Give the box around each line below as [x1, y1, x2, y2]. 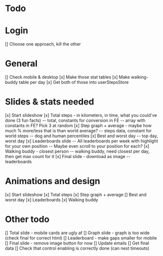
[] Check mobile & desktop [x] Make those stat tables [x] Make [5, 74, 130, 80]
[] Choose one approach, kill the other [5, 41, 81, 47]
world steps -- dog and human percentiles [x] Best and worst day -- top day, [5, 133, 158, 139]
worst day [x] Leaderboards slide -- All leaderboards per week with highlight [5, 138, 159, 144]
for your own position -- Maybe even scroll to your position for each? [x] [5, 144, 149, 149]
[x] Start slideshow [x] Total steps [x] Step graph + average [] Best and [5, 192, 147, 197]
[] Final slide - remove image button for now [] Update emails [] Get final [5, 240, 149, 246]
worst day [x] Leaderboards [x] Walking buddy [5, 197, 98, 203]
